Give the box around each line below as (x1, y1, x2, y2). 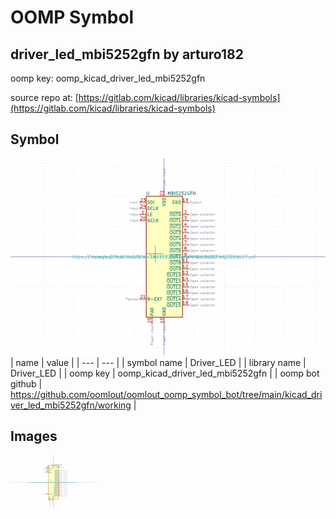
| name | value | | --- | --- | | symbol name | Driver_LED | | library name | (10, 356, 307, 368)
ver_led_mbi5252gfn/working (10, 399, 132, 411)
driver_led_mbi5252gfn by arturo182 (10, 46, 244, 63)
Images (10, 428, 58, 445)
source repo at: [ (10, 92, 79, 103)
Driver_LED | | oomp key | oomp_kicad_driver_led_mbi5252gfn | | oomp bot (10, 367, 320, 379)
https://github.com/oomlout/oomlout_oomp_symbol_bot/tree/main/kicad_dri (10, 388, 323, 400)
